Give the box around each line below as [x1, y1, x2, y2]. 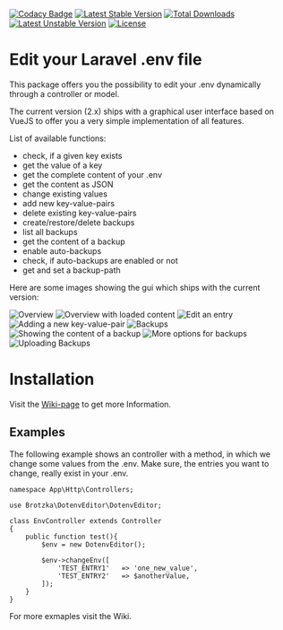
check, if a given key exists [21, 150, 123, 161]
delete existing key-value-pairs [21, 207, 137, 218]
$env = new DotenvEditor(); [41, 539, 146, 549]
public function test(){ [25, 532, 118, 541]
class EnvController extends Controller [9, 516, 163, 525]
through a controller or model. [9, 88, 120, 99]
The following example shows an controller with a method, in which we [9, 449, 271, 459]
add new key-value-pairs [21, 197, 115, 208]
